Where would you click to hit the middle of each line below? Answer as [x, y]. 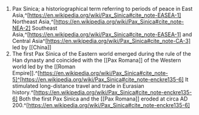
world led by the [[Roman [44, 67]
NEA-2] [21, 28]
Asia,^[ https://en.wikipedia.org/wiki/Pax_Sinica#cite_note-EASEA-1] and [102, 34]
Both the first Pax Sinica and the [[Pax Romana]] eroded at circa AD [103, 99]
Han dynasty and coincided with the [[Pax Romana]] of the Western [96, 60]
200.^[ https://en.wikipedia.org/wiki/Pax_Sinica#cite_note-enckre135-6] [101, 105]
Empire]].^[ [26, 73]
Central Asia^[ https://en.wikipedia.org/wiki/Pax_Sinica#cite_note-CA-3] [101, 41]
